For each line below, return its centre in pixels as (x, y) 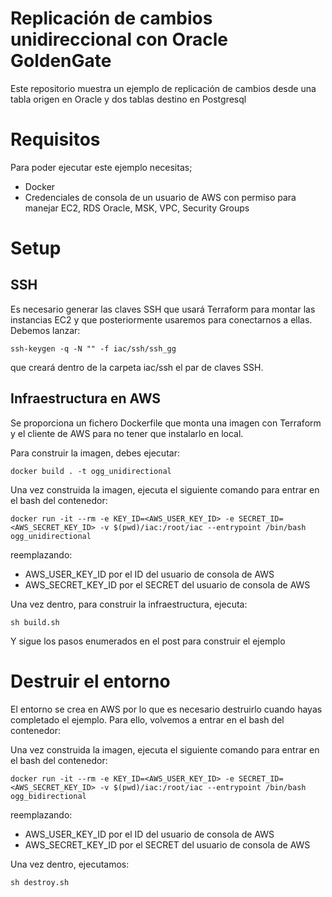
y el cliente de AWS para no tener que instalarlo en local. (127, 433)
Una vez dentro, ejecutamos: (70, 864)
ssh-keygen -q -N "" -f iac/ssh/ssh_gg (93, 348)
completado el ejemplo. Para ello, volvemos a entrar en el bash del (147, 719)
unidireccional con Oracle (119, 39)
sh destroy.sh (40, 882)
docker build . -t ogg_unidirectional (91, 471)
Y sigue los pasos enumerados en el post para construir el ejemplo (148, 641)
